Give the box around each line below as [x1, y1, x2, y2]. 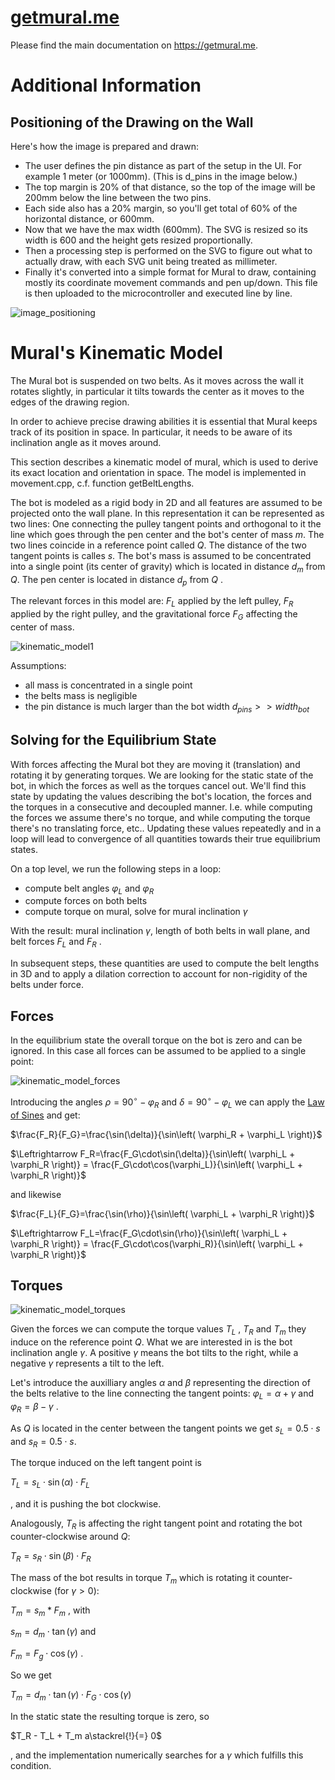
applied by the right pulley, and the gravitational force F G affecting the [10, 608, 298, 623]
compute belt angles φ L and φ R [24, 882, 155, 896]
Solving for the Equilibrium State [10, 732, 217, 749]
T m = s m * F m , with [10, 1604, 91, 1618]
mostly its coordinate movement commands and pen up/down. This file [24, 276, 318, 288]
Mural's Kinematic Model [10, 342, 223, 365]
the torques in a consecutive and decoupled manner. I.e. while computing [10, 801, 313, 813]
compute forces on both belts [24, 895, 148, 907]
